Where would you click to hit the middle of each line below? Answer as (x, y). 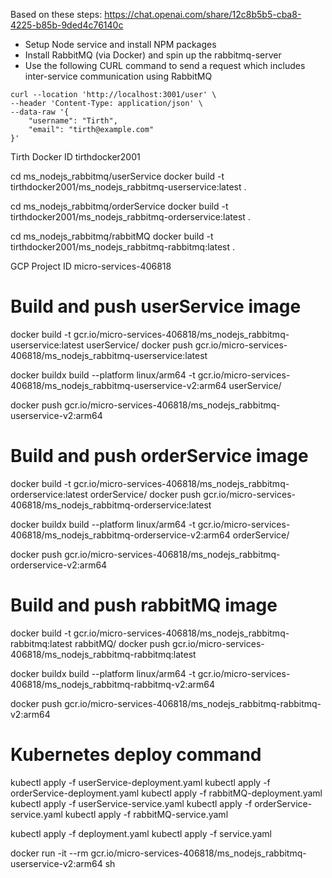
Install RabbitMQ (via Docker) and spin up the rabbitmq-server (153, 55)
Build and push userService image (156, 306)
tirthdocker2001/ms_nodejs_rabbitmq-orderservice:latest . (130, 217)
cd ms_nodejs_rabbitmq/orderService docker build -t (119, 206)
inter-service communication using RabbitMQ (118, 76)
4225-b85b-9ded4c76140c (67, 25)
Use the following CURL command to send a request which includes (165, 65)
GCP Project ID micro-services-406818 (91, 266)
